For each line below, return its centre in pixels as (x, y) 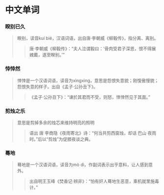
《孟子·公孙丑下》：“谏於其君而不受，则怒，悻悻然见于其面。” (90, 97)
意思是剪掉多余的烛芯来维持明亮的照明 (56, 123)
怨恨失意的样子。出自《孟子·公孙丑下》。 (57, 86)
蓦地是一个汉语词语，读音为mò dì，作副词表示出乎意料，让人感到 (83, 165)
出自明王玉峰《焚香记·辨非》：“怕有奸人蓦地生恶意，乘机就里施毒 (94, 181)
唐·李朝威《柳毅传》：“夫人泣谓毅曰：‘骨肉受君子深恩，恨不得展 (93, 49)
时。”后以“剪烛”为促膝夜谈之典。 (61, 139)
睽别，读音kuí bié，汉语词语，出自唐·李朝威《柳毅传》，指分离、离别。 (88, 38)
